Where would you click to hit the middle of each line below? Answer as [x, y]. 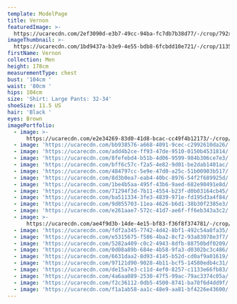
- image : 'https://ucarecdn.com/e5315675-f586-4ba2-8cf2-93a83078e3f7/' [123, 237]
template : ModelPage [38, 14]
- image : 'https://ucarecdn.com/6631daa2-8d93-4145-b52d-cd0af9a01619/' [123, 257]
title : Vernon [28, 20]
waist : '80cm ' [30, 86]
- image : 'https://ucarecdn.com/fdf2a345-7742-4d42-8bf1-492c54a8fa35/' [123, 230]
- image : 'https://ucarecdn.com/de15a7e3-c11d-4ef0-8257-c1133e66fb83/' [123, 269]
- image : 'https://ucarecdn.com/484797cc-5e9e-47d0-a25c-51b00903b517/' [123, 171]
